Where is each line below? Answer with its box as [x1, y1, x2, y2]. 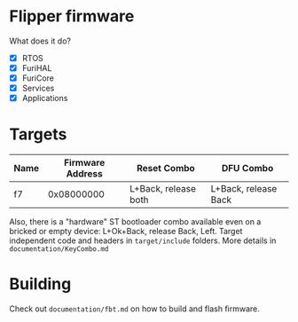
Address [66, 168, 104, 180]
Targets [9, 124, 67, 145]
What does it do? [9, 35, 71, 46]
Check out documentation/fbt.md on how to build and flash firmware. [9, 303, 260, 314]
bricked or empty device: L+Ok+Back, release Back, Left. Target [9, 226, 243, 237]
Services [21, 82, 55, 94]
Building [9, 274, 72, 295]
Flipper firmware [9, 6, 135, 27]
